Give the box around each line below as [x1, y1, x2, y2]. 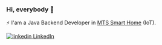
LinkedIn [33, 33, 54, 40]
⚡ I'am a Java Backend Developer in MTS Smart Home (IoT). [6, 19, 156, 26]
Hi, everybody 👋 [6, 5, 54, 14]
